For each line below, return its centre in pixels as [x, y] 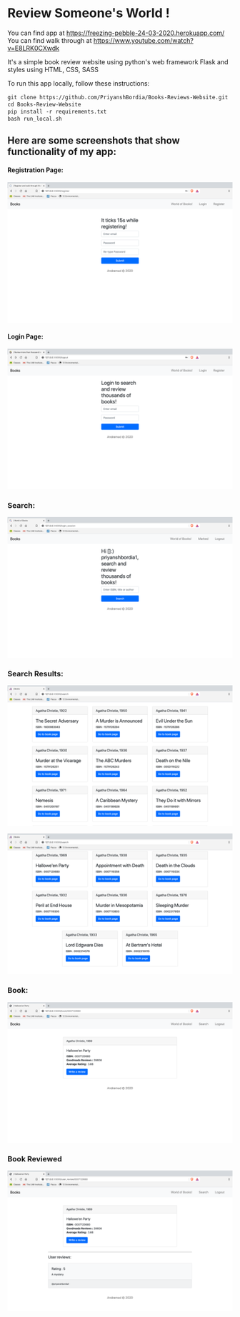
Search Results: [35, 673]
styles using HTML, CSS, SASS [53, 69]
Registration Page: [36, 170]
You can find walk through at [50, 40]
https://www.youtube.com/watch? [144, 40]
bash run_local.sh [35, 119]
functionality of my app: [62, 152]
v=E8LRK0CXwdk [33, 48]
